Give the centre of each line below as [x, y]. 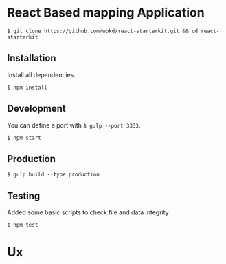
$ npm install [27, 88]
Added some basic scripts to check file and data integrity [88, 212]
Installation [32, 58]
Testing [24, 195]
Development [37, 109]
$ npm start [24, 138]
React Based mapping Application [106, 13]
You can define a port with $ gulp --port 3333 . [74, 125]
